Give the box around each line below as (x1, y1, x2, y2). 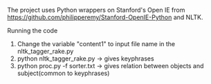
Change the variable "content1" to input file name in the (17, 40, 176, 48)
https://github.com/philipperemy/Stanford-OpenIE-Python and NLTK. (7, 13, 203, 21)
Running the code (7, 27, 58, 34)
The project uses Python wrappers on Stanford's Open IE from (7, 6, 185, 14)
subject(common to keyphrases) (17, 69, 110, 77)
